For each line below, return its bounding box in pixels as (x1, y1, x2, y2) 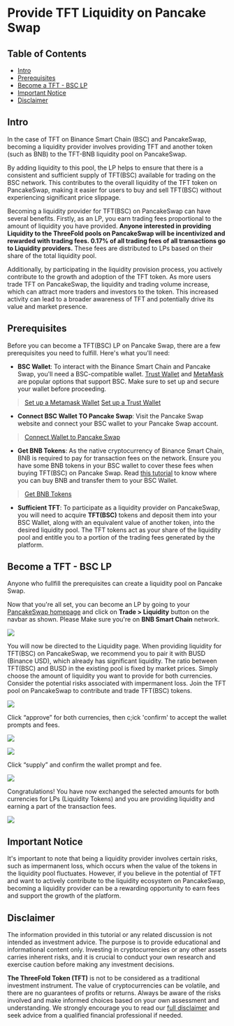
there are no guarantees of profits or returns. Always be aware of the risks (7, 989, 221, 997)
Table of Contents (7, 48, 87, 60)
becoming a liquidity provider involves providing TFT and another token (7, 142, 213, 151)
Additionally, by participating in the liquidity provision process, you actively (7, 265, 223, 273)
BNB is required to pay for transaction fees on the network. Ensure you (17, 453, 221, 462)
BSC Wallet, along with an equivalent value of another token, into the (17, 518, 215, 526)
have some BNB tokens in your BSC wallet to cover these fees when (17, 461, 214, 470)
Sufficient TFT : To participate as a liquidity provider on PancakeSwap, (17, 503, 221, 512)
